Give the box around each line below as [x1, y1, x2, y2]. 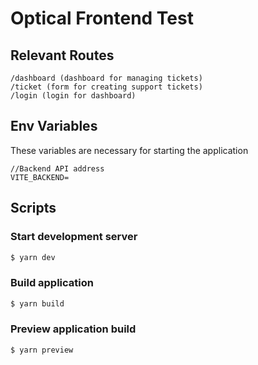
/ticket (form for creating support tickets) [10, 82, 203, 92]
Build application [10, 276, 94, 290]
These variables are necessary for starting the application [10, 144, 249, 156]
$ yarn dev [10, 252, 56, 262]
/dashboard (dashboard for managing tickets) [10, 73, 203, 83]
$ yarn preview [10, 345, 74, 355]
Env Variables [10, 118, 98, 135]
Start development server [10, 230, 138, 244]
